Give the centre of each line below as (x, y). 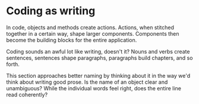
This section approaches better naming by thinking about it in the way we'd (98, 75)
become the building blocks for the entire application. (72, 40)
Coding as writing (51, 11)
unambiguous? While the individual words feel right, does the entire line (94, 88)
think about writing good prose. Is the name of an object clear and (87, 82)
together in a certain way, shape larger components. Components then (93, 33)
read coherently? (27, 94)
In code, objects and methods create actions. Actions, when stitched (90, 27)
